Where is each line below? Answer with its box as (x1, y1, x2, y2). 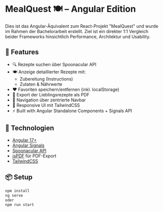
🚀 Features (5, 48, 39, 56)
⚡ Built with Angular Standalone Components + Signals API (12, 108, 132, 114)
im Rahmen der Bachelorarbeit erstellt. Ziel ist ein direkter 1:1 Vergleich (5, 28, 149, 34)
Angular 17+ (12, 137, 37, 143)
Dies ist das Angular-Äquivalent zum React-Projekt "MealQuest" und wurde (5, 23, 159, 29)
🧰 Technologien (5, 124, 54, 132)
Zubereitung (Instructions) (19, 76, 73, 82)
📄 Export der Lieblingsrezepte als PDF (12, 91, 90, 97)
